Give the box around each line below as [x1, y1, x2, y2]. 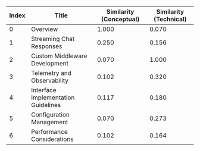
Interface [31, 86, 57, 94]
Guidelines [31, 101, 61, 109]
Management [31, 118, 68, 126]
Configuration [31, 111, 70, 118]
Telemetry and [31, 69, 72, 77]
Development [31, 59, 68, 67]
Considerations [31, 135, 74, 143]
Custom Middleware [31, 52, 87, 60]
